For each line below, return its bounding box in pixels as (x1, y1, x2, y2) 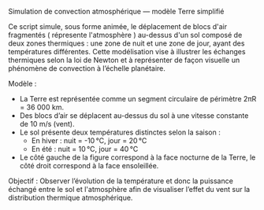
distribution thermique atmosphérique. (8, 193, 133, 202)
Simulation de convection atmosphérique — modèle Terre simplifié (8, 7, 225, 16)
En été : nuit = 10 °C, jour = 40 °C (31, 145, 139, 153)
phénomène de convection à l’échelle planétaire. (8, 64, 165, 73)
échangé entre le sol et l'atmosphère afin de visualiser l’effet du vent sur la (8, 185, 251, 193)
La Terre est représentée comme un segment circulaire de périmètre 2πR (19, 94, 257, 103)
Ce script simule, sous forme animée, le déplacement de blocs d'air (8, 22, 228, 31)
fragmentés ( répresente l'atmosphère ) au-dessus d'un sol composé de (8, 31, 243, 39)
